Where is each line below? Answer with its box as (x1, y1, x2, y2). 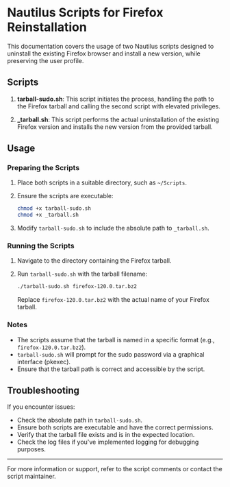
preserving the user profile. (7, 56, 84, 64)
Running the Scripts (7, 241, 75, 251)
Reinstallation (7, 19, 87, 35)
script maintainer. (7, 472, 56, 481)
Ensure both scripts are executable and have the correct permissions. (16, 423, 214, 431)
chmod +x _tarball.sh (16, 211, 79, 219)
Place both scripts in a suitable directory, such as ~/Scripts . (16, 178, 187, 187)
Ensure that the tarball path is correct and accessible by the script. (16, 365, 205, 373)
